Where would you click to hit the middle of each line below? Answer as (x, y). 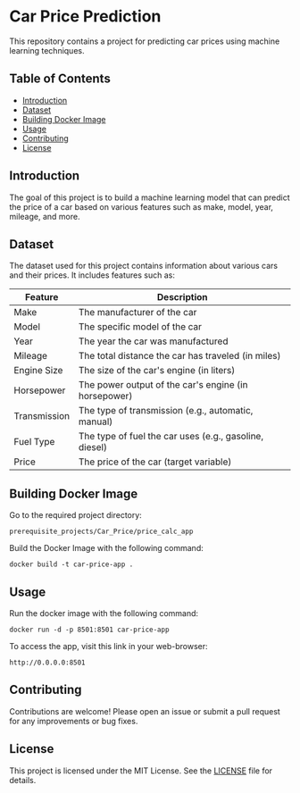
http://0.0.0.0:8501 (48, 663)
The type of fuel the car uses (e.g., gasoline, (171, 437)
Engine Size (38, 371)
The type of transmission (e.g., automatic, (166, 411)
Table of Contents (60, 79)
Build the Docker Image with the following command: (106, 548)
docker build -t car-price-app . (71, 564)
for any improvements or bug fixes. (74, 721)
